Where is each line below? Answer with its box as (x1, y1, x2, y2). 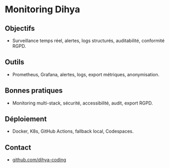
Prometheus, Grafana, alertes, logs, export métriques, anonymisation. (12, 71, 160, 77)
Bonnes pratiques (5, 86, 63, 95)
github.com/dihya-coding (12, 157, 66, 163)
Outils (5, 58, 25, 67)
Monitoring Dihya (5, 4, 80, 15)
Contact (5, 143, 31, 152)
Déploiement (5, 115, 47, 123)
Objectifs (5, 24, 35, 33)
